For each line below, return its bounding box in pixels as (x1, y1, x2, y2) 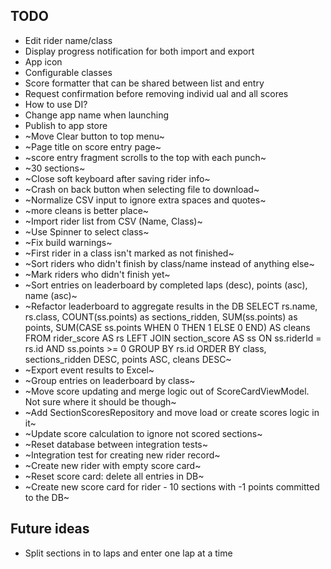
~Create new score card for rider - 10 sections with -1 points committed (24, 480, 320, 493)
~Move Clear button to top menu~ (24, 130, 165, 142)
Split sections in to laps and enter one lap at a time (24, 547, 233, 559)
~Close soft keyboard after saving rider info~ (24, 172, 211, 184)
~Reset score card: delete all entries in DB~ (24, 470, 205, 482)
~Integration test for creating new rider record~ (24, 449, 221, 461)
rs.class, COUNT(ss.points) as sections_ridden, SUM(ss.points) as (24, 310, 298, 323)
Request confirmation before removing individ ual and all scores (24, 87, 289, 99)
